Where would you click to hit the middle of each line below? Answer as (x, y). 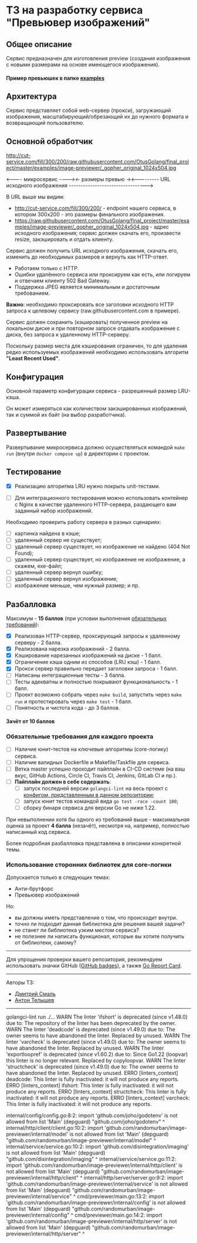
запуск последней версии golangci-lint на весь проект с (96, 788)
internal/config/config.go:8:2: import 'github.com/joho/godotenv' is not (92, 1116)
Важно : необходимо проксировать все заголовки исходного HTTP (90, 305)
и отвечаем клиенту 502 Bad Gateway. (62, 281)
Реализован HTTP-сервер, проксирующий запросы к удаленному (97, 636)
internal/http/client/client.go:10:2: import (55, 1128)
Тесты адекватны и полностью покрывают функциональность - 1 (96, 682)
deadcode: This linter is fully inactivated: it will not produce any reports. (93, 1079)
